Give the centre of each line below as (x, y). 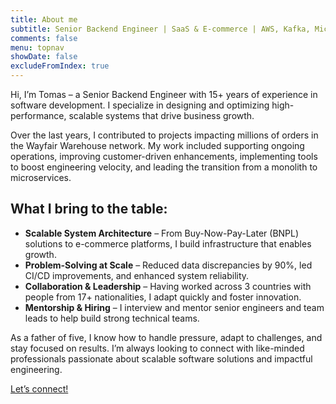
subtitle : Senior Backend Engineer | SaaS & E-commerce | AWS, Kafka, (160, 29)
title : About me (44, 19)
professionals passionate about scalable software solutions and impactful (161, 358)
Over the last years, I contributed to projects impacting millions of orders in (164, 135)
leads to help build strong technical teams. (112, 318)
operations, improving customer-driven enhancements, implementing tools (164, 156)
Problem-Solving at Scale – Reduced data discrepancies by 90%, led (168, 265)
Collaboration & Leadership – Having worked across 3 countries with (168, 286)
